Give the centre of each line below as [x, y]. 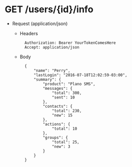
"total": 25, [65, 142]
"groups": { [55, 137]
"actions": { [57, 124]
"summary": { [47, 79]
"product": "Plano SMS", [69, 84]
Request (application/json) [40, 23]
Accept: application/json [52, 47]
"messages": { [58, 88]
